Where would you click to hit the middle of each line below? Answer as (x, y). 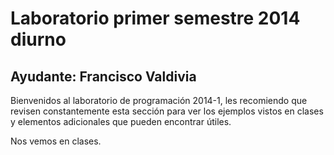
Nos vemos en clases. (56, 141)
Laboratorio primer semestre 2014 (155, 18)
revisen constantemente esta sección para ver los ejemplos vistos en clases (167, 111)
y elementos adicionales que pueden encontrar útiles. (121, 121)
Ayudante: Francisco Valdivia (103, 76)
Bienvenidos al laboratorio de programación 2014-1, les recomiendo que (159, 100)
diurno (38, 39)
